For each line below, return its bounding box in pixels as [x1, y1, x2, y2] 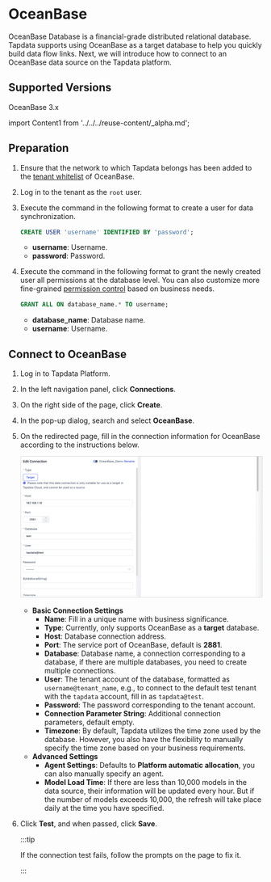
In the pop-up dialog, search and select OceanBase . [19, 416, 195, 425]
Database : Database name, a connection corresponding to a [44, 648, 246, 659]
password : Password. [31, 251, 106, 261]
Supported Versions [8, 81, 111, 95]
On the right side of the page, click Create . [19, 400, 163, 410]
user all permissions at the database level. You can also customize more [19, 276, 261, 285]
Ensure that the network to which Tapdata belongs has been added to [19, 162, 252, 172]
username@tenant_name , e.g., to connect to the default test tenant [44, 683, 256, 693]
